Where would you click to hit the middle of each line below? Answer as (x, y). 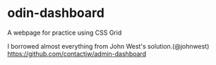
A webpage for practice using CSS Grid (65, 32)
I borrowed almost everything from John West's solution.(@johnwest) (108, 46)
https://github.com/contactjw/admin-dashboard (77, 54)
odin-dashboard (56, 13)
